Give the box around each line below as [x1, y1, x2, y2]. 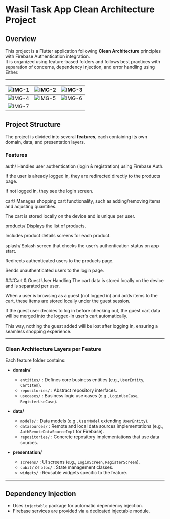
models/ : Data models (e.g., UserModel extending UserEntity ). [20, 418, 149, 424]
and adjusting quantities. [5, 204, 57, 210]
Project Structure [5, 120, 61, 129]
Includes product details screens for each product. [5, 233, 111, 239]
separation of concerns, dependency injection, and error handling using [5, 64, 155, 70]
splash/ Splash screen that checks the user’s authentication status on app [5, 243, 159, 249]
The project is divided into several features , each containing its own [5, 133, 148, 140]
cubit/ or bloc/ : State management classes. [20, 464, 114, 470]
